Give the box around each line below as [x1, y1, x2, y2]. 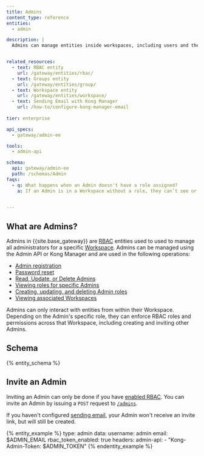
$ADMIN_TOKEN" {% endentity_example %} [42, 442, 153, 450]
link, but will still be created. [6, 418, 76, 425]
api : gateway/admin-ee [12, 165, 69, 171]
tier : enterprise [6, 115, 50, 122]
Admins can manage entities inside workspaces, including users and [12, 43, 189, 49]
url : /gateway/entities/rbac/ [17, 70, 94, 76]
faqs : [6, 176, 20, 182]
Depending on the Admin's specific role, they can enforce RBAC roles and [6, 313, 191, 320]
